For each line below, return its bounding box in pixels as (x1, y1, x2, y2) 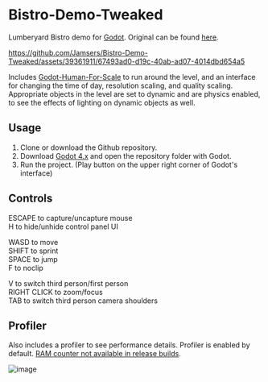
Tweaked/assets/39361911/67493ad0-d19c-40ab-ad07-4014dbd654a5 (8, 56, 245, 66)
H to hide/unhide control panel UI (8, 222, 118, 231)
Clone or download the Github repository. (19, 143, 158, 152)
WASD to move (8, 237, 59, 247)
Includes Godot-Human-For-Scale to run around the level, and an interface (8, 72, 256, 81)
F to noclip (8, 263, 43, 272)
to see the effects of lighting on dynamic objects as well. (8, 98, 196, 107)
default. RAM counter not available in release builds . (8, 349, 181, 359)
